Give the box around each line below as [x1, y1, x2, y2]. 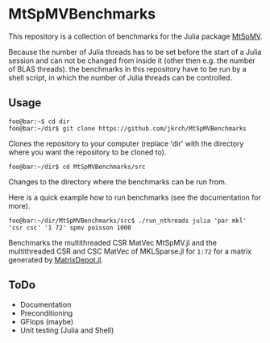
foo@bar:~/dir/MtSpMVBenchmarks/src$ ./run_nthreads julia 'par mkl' [8, 217, 247, 225]
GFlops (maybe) [19, 316, 74, 326]
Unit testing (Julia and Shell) [19, 325, 114, 335]
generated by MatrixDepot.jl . [8, 254, 103, 264]
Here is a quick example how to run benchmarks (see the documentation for [8, 192, 262, 202]
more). [8, 200, 31, 210]
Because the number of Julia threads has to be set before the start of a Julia [8, 47, 262, 56]
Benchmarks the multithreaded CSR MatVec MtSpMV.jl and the [8, 238, 218, 247]
